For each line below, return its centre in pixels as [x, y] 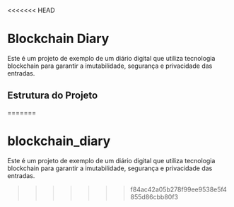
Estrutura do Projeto [53, 96]
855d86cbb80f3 [154, 196]
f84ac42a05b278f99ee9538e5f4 [179, 189]
